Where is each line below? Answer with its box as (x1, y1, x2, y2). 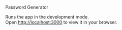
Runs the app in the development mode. (5, 14, 89, 19)
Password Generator (5, 4, 49, 10)
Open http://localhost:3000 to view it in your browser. (5, 19, 118, 25)
